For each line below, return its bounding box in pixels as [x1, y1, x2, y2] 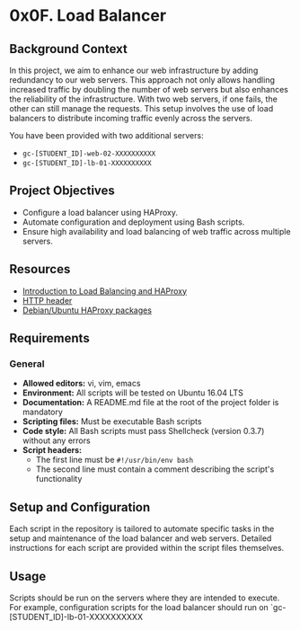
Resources [9, 262, 71, 277]
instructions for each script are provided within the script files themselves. [9, 543, 285, 554]
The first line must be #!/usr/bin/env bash [35, 455, 194, 466]
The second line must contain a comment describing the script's [35, 464, 275, 475]
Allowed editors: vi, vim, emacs [22, 378, 141, 389]
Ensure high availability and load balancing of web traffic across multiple [22, 226, 291, 236]
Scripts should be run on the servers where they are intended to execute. [9, 592, 280, 603]
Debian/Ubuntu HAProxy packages [22, 305, 153, 315]
